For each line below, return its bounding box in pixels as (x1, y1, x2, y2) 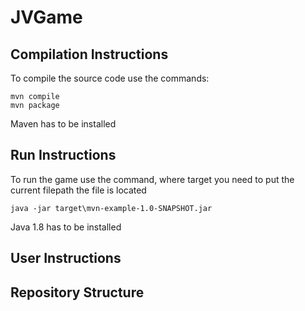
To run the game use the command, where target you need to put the (10, 173, 295, 185)
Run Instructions (10, 147, 117, 164)
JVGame (10, 6, 83, 29)
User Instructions (10, 250, 122, 267)
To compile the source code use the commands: (10, 72, 210, 84)
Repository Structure (10, 284, 145, 301)
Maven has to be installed (10, 118, 117, 130)
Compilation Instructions (10, 46, 169, 63)
